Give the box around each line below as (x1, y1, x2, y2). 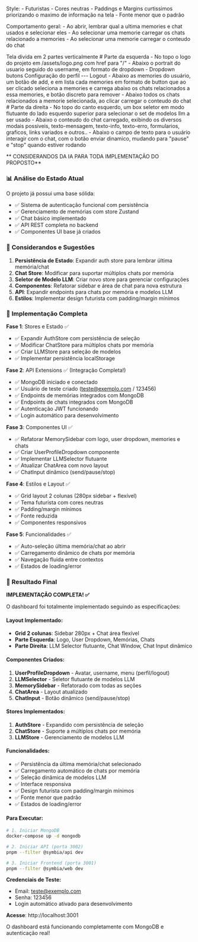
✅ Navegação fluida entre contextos (14, 555, 104, 563)
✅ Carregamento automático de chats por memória (14, 767, 140, 774)
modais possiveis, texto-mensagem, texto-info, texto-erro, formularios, (6, 123, 180, 129)
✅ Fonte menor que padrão (14, 794, 82, 801)
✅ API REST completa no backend (14, 222, 98, 229)
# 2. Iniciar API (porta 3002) (6, 844, 84, 850)
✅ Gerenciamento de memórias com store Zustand (14, 208, 139, 215)
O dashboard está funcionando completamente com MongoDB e (6, 923, 164, 930)
